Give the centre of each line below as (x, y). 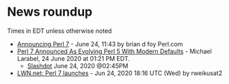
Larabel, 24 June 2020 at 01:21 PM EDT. (73, 58)
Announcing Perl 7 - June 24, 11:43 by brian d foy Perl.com (100, 44)
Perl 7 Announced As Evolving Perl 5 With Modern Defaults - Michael (114, 51)
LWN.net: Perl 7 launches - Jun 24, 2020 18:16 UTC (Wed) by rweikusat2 (120, 73)
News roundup (50, 12)
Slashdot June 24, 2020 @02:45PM (78, 66)
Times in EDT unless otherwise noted (59, 31)
